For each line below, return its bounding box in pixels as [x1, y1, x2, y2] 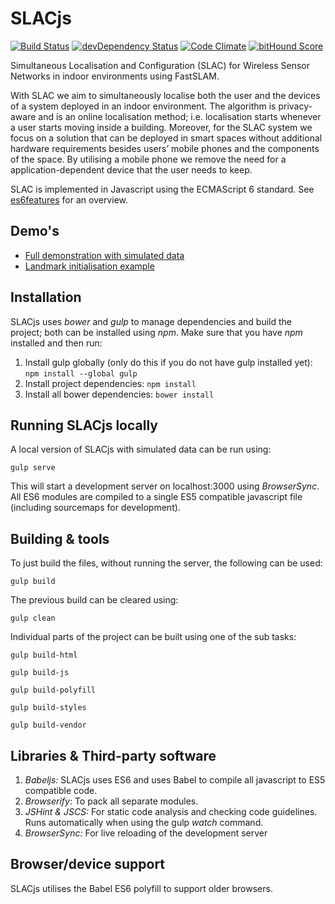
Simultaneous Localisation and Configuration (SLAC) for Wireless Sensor [10, 59, 311, 71]
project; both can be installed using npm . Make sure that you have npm [10, 326, 303, 338]
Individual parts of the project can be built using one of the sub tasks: [10, 631, 297, 643]
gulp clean [10, 613, 56, 624]
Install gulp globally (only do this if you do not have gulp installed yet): [24, 356, 313, 368]
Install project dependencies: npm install [24, 377, 197, 389]
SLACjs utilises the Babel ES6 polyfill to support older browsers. [10, 882, 273, 894]
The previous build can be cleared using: [10, 594, 179, 606]
